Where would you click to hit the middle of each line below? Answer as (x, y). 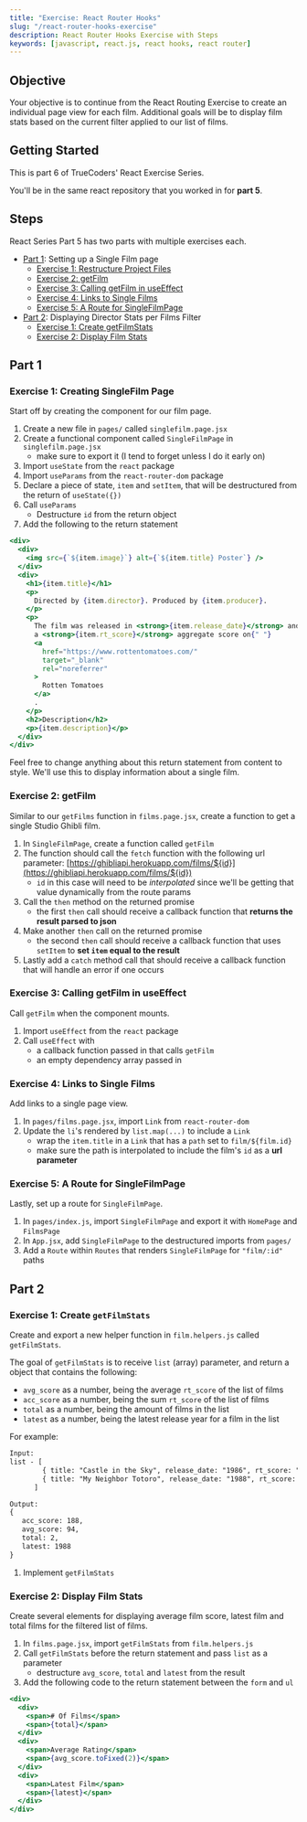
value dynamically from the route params (114, 891)
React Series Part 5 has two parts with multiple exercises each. (128, 241)
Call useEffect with (58, 1040)
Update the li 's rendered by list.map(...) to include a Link (136, 1131)
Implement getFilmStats (69, 1572)
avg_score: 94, (50, 1529)
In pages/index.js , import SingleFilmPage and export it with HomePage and (160, 1221)
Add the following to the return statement (100, 524)
